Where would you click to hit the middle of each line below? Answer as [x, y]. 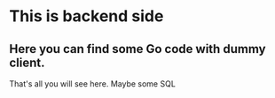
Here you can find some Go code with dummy [137, 49]
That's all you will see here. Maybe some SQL [92, 84]
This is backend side [86, 16]
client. [27, 62]
